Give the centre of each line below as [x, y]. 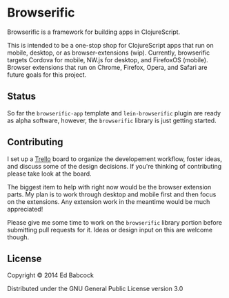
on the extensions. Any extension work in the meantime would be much [109, 201]
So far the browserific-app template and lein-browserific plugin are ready [114, 113]
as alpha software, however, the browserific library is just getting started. [112, 120]
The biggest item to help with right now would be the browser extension [109, 187]
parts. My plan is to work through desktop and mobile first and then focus [112, 194]
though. [18, 237]
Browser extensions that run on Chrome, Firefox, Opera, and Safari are [107, 67]
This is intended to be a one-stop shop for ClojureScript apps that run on [110, 45]
